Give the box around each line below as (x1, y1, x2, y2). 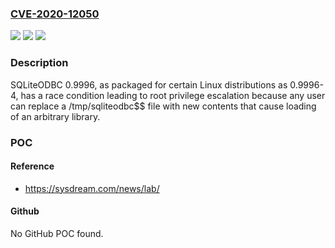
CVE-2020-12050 (10, 7, 100, 21)
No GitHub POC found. (10, 227, 104, 239)
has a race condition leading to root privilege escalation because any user (20, 89, 326, 101)
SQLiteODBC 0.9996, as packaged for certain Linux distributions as (10, 78, 288, 91)
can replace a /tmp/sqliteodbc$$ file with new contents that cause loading (10, 100, 317, 112)
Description (10, 56, 69, 70)
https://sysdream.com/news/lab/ (24, 182, 160, 194)
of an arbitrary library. (10, 110, 101, 122)
